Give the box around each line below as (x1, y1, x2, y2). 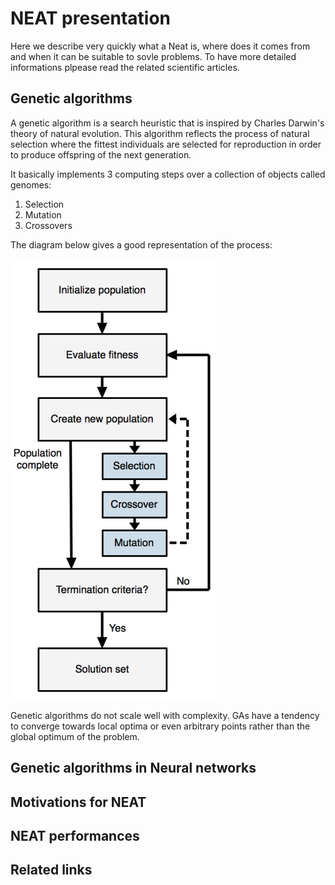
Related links (10, 862, 93, 879)
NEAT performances (10, 827, 140, 844)
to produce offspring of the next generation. (10, 148, 192, 161)
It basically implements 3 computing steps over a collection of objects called (10, 168, 326, 180)
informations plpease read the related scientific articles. (10, 61, 240, 73)
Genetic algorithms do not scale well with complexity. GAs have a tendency (10, 709, 320, 721)
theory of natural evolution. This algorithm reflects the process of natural (10, 127, 310, 139)
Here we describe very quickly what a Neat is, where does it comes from (10, 40, 311, 52)
